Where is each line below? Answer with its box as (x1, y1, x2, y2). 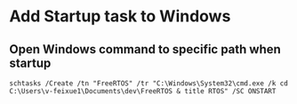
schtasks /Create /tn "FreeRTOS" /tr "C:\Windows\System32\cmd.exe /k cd (9, 79, 289, 88)
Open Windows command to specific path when (9, 42, 282, 57)
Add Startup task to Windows (9, 6, 231, 27)
